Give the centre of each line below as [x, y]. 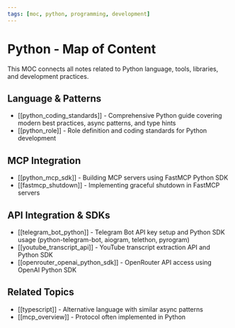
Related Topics [41, 292]
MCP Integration [44, 160]
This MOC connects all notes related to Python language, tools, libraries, [113, 69]
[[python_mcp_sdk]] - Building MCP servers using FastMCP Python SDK [123, 177]
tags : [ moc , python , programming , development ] [79, 14]
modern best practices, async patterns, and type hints [97, 123]
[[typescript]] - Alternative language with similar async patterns [110, 309]
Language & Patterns [55, 98]
